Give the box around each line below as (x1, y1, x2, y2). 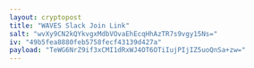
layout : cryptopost (9, 12, 82, 22)
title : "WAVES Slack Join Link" (9, 21, 130, 30)
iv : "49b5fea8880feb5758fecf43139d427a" (9, 37, 163, 47)
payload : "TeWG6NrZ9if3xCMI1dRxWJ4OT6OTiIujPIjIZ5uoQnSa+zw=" (9, 46, 246, 55)
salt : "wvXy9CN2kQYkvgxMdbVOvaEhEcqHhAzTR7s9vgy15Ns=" (9, 29, 218, 38)
